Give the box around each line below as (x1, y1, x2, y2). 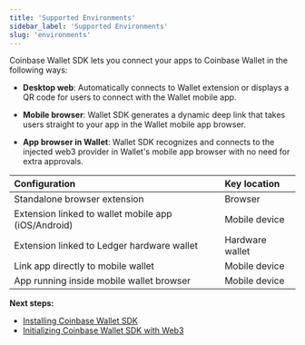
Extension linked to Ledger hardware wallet (14, 240, 198, 252)
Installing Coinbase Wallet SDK (22, 315, 138, 327)
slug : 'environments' (9, 30, 92, 39)
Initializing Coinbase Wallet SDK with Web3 (22, 325, 184, 336)
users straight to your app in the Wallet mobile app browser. (22, 119, 247, 130)
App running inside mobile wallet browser (14, 274, 192, 287)
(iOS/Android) (14, 219, 74, 232)
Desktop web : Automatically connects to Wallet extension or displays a (22, 83, 290, 94)
